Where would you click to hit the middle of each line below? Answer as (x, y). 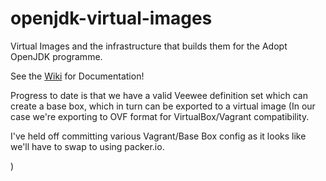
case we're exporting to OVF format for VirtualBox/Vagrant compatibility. (160, 116)
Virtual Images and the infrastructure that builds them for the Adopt (149, 46)
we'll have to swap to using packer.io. (87, 146)
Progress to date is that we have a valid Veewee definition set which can (159, 95)
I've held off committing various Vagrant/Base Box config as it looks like (158, 136)
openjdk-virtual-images (111, 18)
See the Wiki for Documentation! (77, 76)
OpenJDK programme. (56, 56)
